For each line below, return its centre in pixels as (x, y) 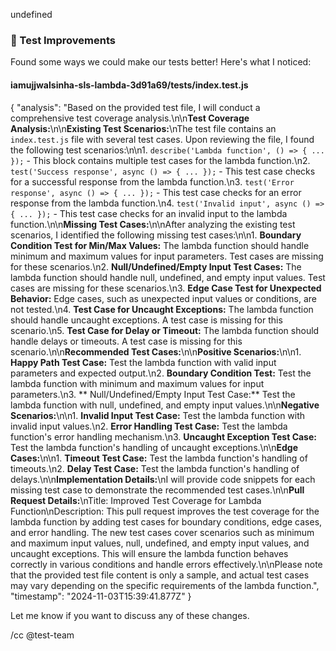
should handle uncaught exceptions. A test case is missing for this (146, 320)
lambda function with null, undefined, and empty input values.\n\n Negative (165, 405)
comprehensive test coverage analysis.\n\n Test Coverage (130, 118)
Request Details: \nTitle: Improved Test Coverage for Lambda (136, 500)
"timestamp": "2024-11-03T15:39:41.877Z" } (101, 596)
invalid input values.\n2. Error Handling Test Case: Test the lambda (149, 426)
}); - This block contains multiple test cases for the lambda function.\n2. (160, 160)
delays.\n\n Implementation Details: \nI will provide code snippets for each (163, 479)
